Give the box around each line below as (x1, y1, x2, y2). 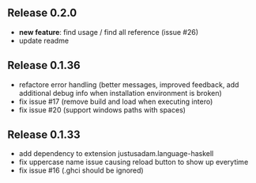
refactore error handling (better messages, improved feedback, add (18, 79, 239, 90)
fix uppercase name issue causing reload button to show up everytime (18, 158, 249, 167)
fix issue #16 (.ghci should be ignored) (18, 166, 144, 175)
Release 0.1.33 (7, 128, 81, 142)
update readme (18, 36, 69, 45)
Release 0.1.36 (7, 59, 81, 72)
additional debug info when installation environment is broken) (18, 88, 222, 97)
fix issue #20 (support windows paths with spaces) (18, 105, 186, 114)
